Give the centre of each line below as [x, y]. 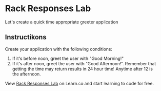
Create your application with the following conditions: [59, 49]
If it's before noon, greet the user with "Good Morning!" [68, 58]
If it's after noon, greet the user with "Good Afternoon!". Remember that [84, 63]
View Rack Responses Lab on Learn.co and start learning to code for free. [80, 83]
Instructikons [26, 37]
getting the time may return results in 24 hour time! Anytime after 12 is [82, 69]
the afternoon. [26, 74]
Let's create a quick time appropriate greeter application [62, 22]
